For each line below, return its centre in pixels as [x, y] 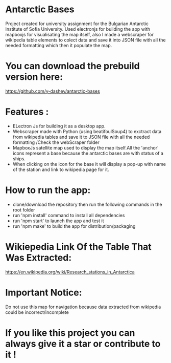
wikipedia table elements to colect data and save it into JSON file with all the [86, 40]
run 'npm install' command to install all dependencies [69, 215]
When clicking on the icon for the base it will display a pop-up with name [89, 164]
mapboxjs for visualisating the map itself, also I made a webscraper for [80, 34]
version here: [34, 77]
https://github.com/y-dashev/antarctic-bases [53, 91]
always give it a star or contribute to [83, 344]
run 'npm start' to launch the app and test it [58, 221]
